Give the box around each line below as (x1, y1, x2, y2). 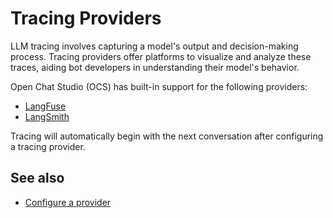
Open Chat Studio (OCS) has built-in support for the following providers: (10, 80, 308, 92)
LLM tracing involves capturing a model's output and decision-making (10, 40, 299, 52)
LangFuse (24, 100, 67, 112)
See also (10, 170, 65, 187)
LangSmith (24, 110, 70, 122)
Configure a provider (24, 196, 112, 208)
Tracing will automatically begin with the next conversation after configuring (10, 130, 324, 142)
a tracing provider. (10, 140, 86, 152)
